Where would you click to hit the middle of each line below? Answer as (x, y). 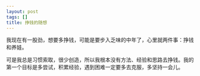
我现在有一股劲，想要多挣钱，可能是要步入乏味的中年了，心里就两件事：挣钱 (100, 40)
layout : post (22, 11)
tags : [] (17, 17)
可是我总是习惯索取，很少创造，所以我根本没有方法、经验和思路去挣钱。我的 (100, 60)
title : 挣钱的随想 (27, 22)
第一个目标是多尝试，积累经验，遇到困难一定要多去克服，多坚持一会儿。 (95, 67)
